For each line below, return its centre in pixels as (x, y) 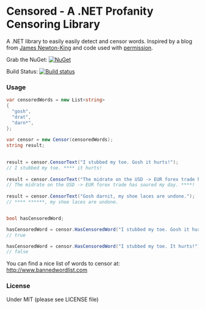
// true (16, 235)
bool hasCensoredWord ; (35, 218)
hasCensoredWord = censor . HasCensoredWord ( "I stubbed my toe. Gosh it (98, 229)
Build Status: (22, 71)
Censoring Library (53, 24)
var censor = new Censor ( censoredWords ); (60, 140)
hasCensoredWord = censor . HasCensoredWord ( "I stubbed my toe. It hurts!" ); (105, 246)
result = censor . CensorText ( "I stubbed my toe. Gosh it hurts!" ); (92, 162)
